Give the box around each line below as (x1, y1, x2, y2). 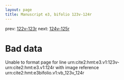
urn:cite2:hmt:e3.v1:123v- (67, 59, 120, 65)
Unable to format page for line (5, 59, 67, 65)
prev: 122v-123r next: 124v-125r (5, 25, 70, 31)
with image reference (55, 65, 99, 71)
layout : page (5, 7, 32, 12)
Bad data (5, 43, 43, 54)
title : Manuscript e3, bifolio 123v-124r (5, 12, 92, 17)
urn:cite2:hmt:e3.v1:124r (5, 65, 55, 71)
